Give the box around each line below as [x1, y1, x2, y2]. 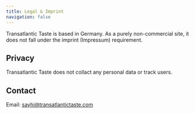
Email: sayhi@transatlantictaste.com [6, 101, 93, 108]
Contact [6, 85, 36, 95]
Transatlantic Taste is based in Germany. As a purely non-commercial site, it [6, 30, 189, 37]
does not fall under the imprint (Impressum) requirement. [6, 36, 143, 43]
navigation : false [6, 14, 51, 20]
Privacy [6, 53, 35, 63]
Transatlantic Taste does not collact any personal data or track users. [6, 68, 173, 76]
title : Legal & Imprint [6, 8, 64, 15]
